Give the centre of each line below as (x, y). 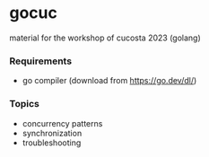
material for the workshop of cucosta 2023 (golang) (105, 38)
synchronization (52, 133)
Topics (25, 104)
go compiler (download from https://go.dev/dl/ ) (109, 81)
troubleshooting (52, 143)
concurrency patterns (62, 123)
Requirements (41, 61)
